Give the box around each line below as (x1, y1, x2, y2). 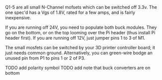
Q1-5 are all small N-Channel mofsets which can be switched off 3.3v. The (5, 4, 158, 10)
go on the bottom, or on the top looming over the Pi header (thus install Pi (5, 30, 156, 35)
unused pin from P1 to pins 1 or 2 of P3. (5, 55, 85, 61)
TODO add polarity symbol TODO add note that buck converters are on (5, 65, 151, 71)
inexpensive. (5, 15, 31, 20)
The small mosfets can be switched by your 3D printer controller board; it (5, 45, 156, 50)
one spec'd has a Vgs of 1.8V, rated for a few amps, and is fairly (5, 9, 136, 15)
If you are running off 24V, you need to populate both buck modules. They (5, 24, 157, 30)
